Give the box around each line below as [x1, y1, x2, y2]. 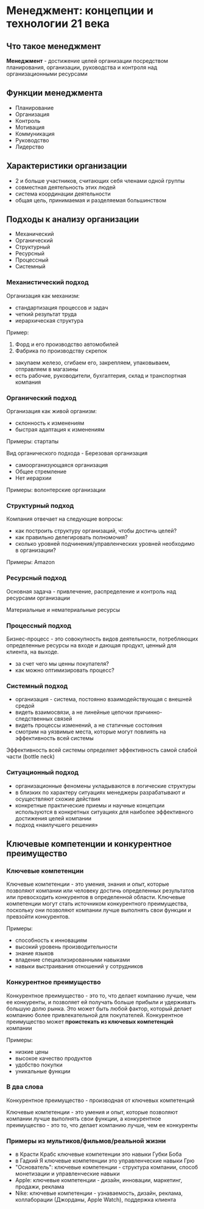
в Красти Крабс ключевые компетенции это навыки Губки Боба [15, 1150, 182, 1158]
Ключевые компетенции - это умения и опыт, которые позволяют [6, 1108, 178, 1115]
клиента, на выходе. [6, 648, 59, 655]
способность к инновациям [15, 936, 87, 944]
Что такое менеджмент [6, 41, 102, 51]
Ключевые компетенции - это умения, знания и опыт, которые [6, 881, 169, 888]
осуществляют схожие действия [15, 795, 100, 803]
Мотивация [15, 123, 45, 131]
